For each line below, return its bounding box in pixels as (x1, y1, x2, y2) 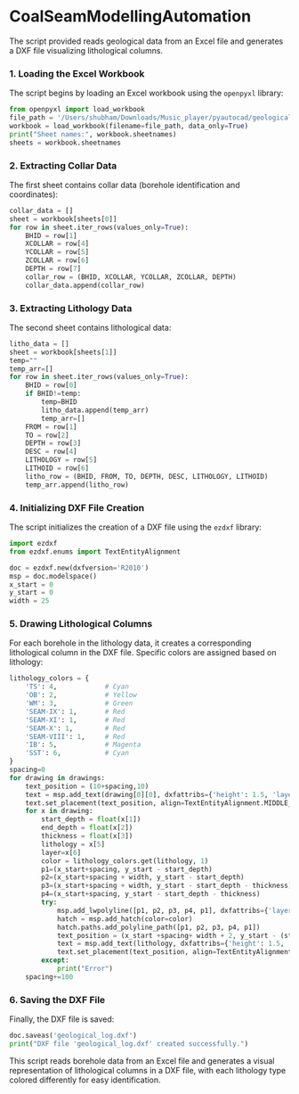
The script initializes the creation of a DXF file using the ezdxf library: (9, 522, 263, 532)
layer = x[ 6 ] (41, 848, 82, 857)
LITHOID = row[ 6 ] (25, 464, 90, 473)
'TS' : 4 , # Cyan (25, 682, 129, 692)
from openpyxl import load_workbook (9, 105, 145, 114)
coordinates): (9, 189, 59, 200)
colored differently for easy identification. (9, 1074, 162, 1085)
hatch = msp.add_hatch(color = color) (56, 914, 193, 924)
